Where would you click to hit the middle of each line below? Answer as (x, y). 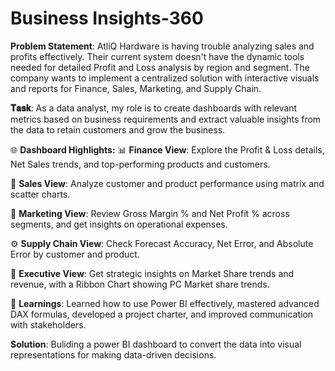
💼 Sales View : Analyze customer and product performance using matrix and (167, 183)
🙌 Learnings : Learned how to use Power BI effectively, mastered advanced (165, 303)
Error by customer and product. (75, 254)
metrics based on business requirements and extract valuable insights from (166, 119)
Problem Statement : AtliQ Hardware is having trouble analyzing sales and (162, 46)
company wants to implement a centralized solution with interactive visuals (165, 78)
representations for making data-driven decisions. (113, 354)
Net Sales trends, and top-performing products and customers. (140, 164)
